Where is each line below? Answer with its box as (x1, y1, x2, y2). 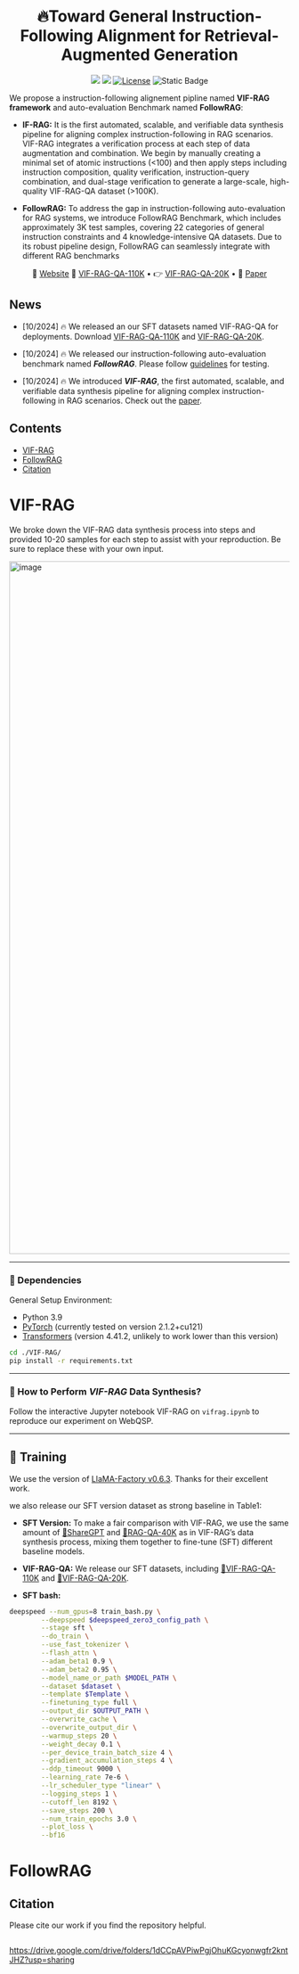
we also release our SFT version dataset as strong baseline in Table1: (9, 1500, 263, 1510)
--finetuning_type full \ (41, 1698, 138, 1707)
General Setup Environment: (9, 1295, 113, 1305)
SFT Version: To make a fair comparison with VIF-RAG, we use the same (21, 1518, 289, 1528)
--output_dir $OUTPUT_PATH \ (41, 1707, 149, 1715)
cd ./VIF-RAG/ (9, 1348, 62, 1357)
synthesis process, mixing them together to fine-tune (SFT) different (21, 1536, 273, 1547)
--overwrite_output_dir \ (41, 1723, 138, 1731)
